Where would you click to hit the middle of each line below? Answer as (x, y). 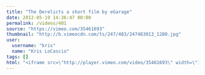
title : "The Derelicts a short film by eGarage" (69, 12)
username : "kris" (34, 46)
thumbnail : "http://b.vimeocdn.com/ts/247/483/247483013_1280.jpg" (94, 34)
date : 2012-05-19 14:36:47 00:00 (49, 18)
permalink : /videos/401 (37, 23)
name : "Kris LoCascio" (41, 51)
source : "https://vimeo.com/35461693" (56, 29)
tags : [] (17, 57)
